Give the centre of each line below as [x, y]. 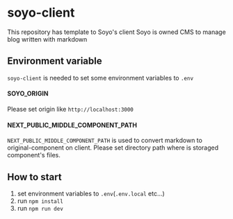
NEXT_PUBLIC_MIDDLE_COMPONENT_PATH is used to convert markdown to [105, 141]
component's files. [34, 155]
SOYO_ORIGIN [28, 94]
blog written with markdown [47, 39]
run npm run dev [40, 208]
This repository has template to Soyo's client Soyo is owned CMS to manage [116, 32]
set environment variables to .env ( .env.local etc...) [91, 193]
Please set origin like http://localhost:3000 [71, 109]
